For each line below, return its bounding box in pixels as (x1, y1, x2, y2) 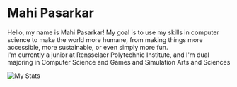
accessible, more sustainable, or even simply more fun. (7, 43, 168, 51)
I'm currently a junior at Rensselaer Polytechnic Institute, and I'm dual (7, 51, 210, 59)
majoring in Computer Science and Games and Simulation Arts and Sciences (7, 58, 231, 66)
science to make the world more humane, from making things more (7, 35, 203, 43)
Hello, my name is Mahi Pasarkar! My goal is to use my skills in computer (7, 28, 219, 36)
